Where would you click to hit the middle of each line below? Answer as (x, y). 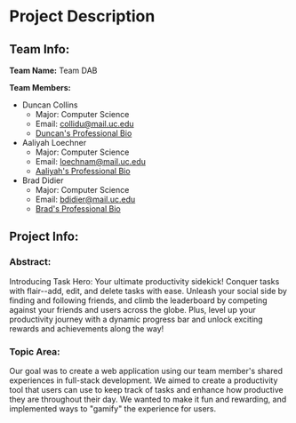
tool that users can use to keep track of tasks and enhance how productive (146, 389)
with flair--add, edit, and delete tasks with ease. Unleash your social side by (148, 291)
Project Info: (44, 237)
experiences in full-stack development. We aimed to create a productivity (144, 380)
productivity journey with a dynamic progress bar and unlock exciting (136, 319)
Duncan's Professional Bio (84, 133)
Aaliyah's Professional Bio (83, 171)
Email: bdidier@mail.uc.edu (85, 199)
